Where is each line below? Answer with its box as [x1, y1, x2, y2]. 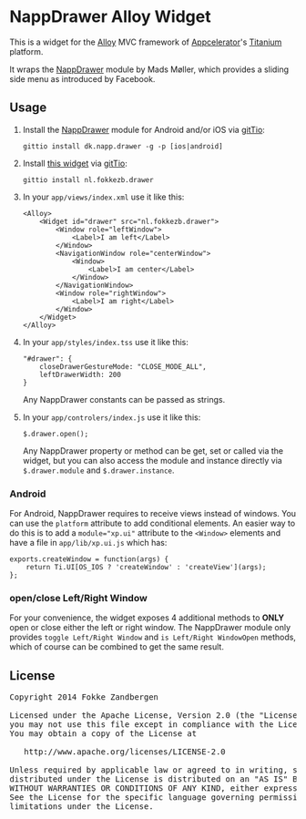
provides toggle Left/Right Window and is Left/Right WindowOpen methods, [9, 631, 296, 643]
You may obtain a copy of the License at [9, 729, 198, 739]
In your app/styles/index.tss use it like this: [22, 336, 189, 347]
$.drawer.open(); [22, 429, 89, 438]
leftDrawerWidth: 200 [39, 370, 121, 379]
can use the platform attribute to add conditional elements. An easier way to [9, 517, 296, 529]
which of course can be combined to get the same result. [9, 641, 225, 652]
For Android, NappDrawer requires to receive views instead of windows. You [9, 508, 297, 519]
